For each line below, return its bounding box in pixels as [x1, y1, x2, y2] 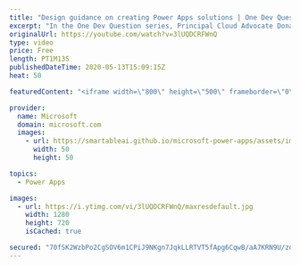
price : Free [9, 46, 54, 55]
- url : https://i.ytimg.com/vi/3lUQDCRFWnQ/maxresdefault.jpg [17, 202, 254, 211]
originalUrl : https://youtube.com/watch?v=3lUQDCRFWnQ [9, 29, 218, 38]
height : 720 [25, 219, 70, 228]
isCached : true [25, 227, 82, 237]
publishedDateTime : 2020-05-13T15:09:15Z [9, 63, 166, 72]
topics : [9, 169, 38, 179]
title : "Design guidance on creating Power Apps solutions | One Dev [9, 12, 274, 22]
